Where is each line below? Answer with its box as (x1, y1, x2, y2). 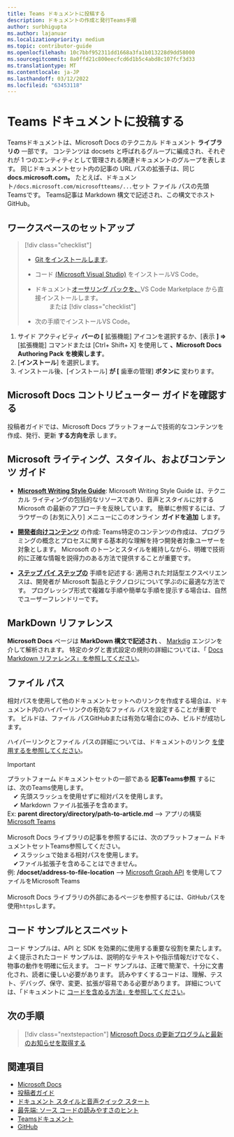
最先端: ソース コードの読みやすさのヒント (17, 1106, 140, 1114)
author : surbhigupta (7, 23, 68, 30)
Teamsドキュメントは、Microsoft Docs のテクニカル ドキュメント (7, 138, 196, 147)
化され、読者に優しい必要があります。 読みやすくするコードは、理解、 (7, 970, 211, 978)
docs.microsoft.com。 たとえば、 (7, 173, 106, 182)
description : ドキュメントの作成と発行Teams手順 (7, 17, 137, 24)
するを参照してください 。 (13, 747, 87, 755)
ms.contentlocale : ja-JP (7, 68, 80, 75)
